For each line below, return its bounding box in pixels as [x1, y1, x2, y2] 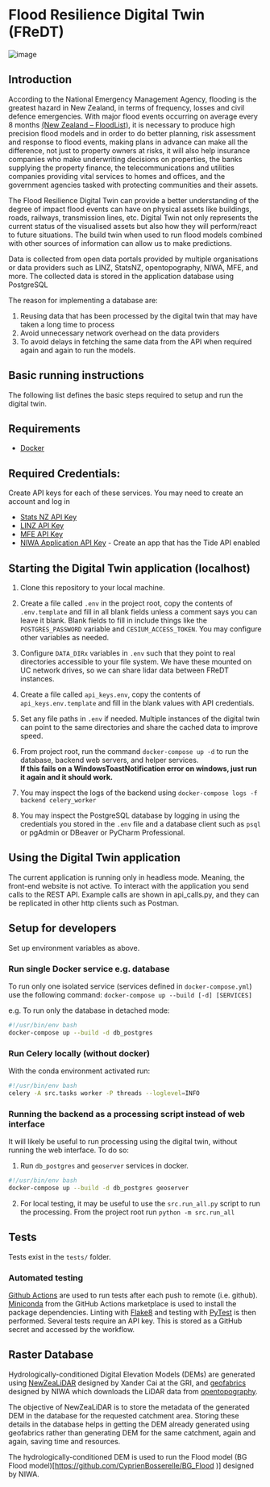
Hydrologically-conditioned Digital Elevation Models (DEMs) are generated [8, 1369, 255, 1379]
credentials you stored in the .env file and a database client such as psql [19, 819, 261, 828]
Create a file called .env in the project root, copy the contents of [19, 598, 234, 608]
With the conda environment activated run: [8, 1066, 151, 1076]
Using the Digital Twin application [8, 851, 181, 864]
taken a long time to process [19, 319, 115, 329]
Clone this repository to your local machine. [19, 583, 165, 592]
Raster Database [8, 1348, 94, 1362]
